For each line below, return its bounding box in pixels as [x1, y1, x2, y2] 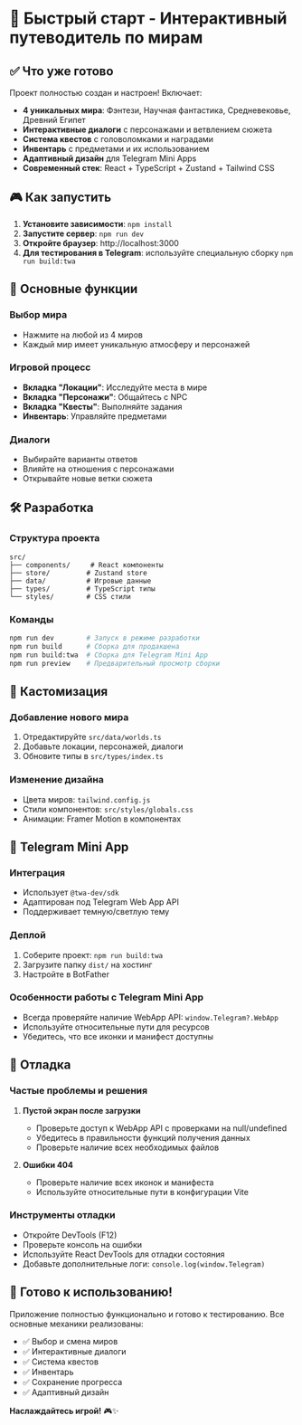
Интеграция [9, 866, 66, 879]
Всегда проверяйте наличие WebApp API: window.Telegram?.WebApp [22, 1012, 278, 1022]
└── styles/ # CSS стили [9, 592, 131, 601]
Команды [9, 613, 54, 625]
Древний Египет [22, 115, 86, 125]
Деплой [9, 929, 47, 942]
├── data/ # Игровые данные [9, 576, 152, 585]
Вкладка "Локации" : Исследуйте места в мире [22, 382, 208, 393]
